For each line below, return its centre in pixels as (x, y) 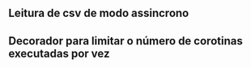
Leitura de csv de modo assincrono (99, 13)
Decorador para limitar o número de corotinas (125, 41)
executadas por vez (59, 53)
